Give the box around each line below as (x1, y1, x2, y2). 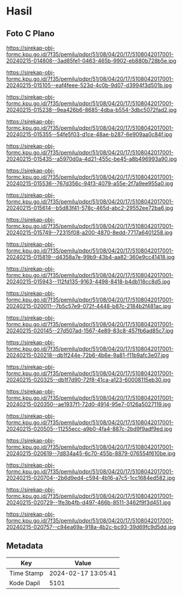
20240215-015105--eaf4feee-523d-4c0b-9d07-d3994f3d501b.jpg (6, 82, 172, 89)
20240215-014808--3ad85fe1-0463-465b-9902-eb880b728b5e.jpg (6, 57, 176, 64)
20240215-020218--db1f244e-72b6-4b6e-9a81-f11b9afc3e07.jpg (6, 352, 169, 359)
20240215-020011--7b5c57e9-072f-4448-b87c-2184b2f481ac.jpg (6, 303, 172, 309)
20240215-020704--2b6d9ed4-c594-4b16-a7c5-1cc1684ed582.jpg (6, 474, 176, 481)
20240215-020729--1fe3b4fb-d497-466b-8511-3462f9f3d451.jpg (6, 499, 171, 506)
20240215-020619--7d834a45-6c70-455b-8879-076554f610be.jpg (6, 450, 176, 457)
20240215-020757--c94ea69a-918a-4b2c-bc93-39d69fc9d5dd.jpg (6, 524, 176, 530)
